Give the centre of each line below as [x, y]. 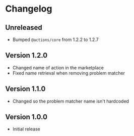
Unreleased [24, 28]
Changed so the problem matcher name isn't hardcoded [71, 101]
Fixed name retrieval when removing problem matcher [69, 73]
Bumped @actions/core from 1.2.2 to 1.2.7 [56, 39]
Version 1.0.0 [26, 117]
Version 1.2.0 [26, 55]
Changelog [29, 9]
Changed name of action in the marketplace [58, 67]
